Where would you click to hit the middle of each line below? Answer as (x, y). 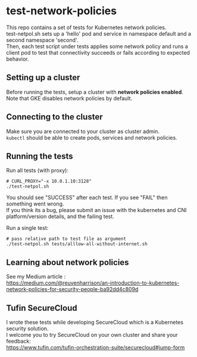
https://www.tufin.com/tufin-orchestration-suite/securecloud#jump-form (96, 347)
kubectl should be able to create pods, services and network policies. (92, 137)
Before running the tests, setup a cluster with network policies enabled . (95, 92)
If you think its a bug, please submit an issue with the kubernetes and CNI (96, 210)
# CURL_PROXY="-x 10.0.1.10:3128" (49, 181)
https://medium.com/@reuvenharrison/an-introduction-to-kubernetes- (93, 283)
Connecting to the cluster (54, 117)
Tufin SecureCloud (42, 308)
